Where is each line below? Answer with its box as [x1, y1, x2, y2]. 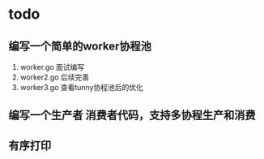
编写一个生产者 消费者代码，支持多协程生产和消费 [8, 109, 256, 122]
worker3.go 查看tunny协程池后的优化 [19, 83, 144, 92]
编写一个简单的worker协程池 [8, 39, 152, 53]
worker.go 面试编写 [19, 62, 85, 71]
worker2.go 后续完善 [19, 72, 90, 82]
